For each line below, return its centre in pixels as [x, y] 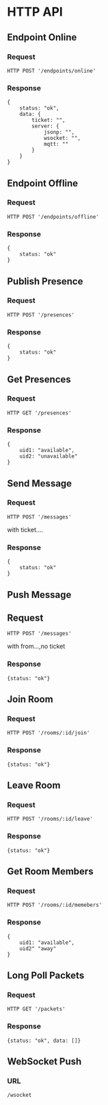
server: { [45, 126]
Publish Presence [45, 281]
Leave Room [34, 785]
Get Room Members [50, 871]
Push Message [39, 594]
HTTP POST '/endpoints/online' [52, 71]
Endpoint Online [42, 37]
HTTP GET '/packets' [37, 1009]
